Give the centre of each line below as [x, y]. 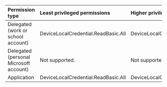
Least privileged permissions [75, 13]
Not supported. [57, 60]
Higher [139, 13]
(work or [18, 30]
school [16, 37]
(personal [19, 57]
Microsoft [19, 63]
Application [21, 77]
